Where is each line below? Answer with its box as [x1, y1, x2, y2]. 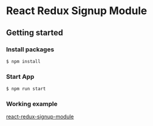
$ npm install [6, 58, 41, 64]
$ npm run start [6, 86, 46, 92]
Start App [6, 72, 34, 81]
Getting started [6, 28, 64, 38]
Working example [6, 100, 58, 108]
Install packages [6, 45, 55, 54]
